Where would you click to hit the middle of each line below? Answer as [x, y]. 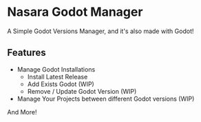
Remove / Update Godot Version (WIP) [82, 91]
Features [27, 53]
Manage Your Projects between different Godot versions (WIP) [106, 99]
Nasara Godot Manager [75, 12]
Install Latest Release [57, 77]
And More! [22, 112]
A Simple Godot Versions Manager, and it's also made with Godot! [100, 31]
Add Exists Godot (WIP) [61, 84]
